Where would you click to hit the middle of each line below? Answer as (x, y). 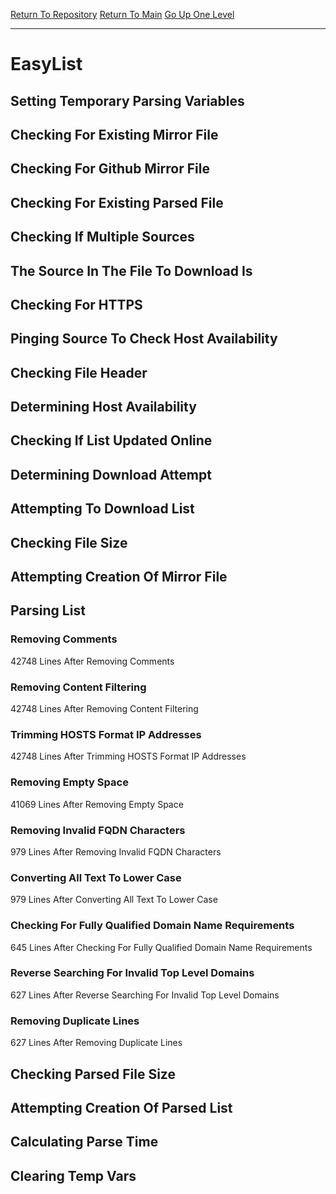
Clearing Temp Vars (73, 1175)
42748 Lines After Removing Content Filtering (104, 709)
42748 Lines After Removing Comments (92, 661)
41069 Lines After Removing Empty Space (97, 804)
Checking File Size (69, 542)
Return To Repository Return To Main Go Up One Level (122, 14)
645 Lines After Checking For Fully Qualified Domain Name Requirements (161, 947)
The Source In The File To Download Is (131, 270)
